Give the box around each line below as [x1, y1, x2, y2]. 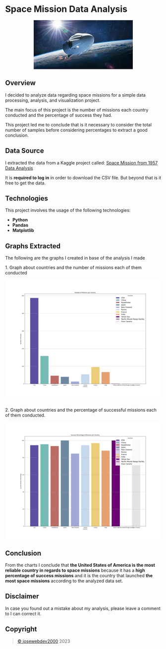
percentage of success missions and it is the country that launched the [5, 573, 153, 578]
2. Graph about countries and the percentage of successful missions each [5, 407, 157, 413]
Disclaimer [5, 592, 39, 600]
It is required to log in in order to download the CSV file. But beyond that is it [5, 174, 162, 180]
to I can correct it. [5, 610, 42, 616]
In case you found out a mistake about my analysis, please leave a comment [5, 605, 161, 611]
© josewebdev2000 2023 [17, 638, 70, 644]
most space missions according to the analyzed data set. [5, 578, 123, 584]
